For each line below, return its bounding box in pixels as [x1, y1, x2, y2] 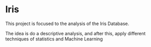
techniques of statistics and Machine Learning [5, 36, 103, 42]
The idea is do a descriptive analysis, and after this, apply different [5, 30, 146, 36]
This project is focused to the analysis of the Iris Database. [5, 20, 130, 27]
